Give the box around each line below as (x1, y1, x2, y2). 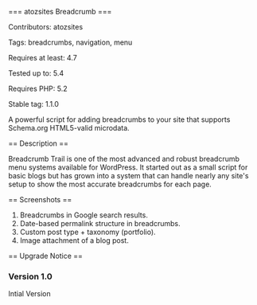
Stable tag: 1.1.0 (8, 100, 60, 108)
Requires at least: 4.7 (8, 53, 77, 62)
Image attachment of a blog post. (19, 236, 129, 245)
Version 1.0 (8, 271, 53, 282)
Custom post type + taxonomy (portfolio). (19, 227, 157, 237)
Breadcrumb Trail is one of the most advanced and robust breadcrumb (8, 154, 240, 163)
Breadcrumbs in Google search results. (19, 210, 149, 220)
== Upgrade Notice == (8, 251, 84, 260)
